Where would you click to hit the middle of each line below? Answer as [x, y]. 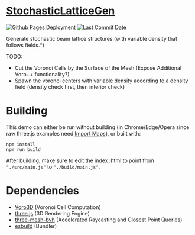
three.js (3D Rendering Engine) [52, 213]
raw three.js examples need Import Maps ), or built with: [73, 133]
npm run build [24, 149]
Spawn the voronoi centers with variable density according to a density [101, 81]
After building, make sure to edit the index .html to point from [80, 160]
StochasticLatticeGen [61, 11]
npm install [21, 144]
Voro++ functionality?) [42, 74]
